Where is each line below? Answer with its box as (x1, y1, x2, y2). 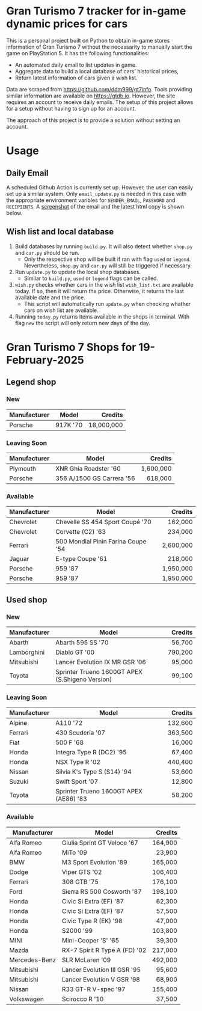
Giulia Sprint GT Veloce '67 (62, 838, 138, 847)
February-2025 (6, 353, 84, 367)
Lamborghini (9, 648, 45, 656)
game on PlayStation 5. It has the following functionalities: (6, 49, 150, 57)
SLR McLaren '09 (62, 956, 111, 964)
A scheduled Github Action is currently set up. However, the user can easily (6, 183, 194, 191)
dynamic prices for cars (6, 17, 128, 31)
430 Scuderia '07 (55, 728, 106, 737)
